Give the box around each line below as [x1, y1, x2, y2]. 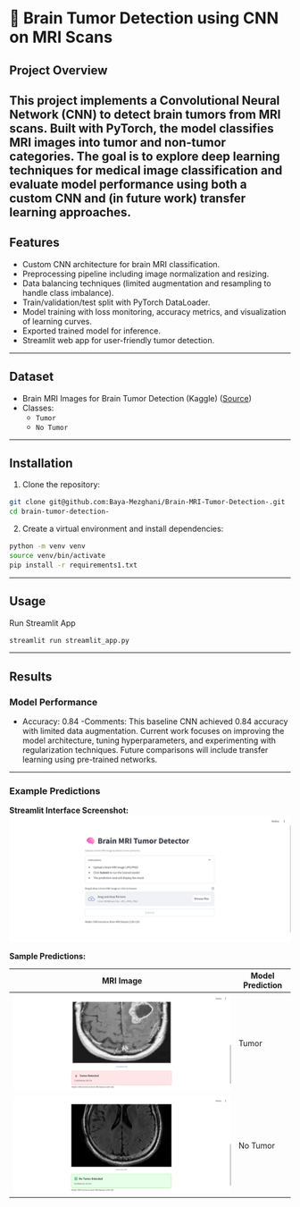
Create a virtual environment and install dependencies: [21, 523, 224, 535]
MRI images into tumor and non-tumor [9, 134, 226, 150]
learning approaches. [9, 205, 132, 220]
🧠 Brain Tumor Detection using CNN [9, 8, 279, 29]
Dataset [9, 369, 54, 384]
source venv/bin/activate [9, 552, 105, 561]
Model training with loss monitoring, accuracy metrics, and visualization [21, 306, 287, 317]
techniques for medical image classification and [9, 163, 283, 178]
